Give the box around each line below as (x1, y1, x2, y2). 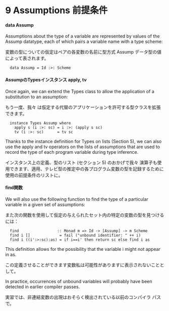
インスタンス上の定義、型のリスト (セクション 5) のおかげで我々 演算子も (5, 159, 157, 165)
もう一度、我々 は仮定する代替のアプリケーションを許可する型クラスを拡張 (5, 104, 161, 110)
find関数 (5, 185, 23, 191)
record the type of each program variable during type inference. (5, 149, 139, 155)
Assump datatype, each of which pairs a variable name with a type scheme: (5, 38, 163, 45)
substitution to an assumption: (5, 94, 68, 100)
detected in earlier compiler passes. (5, 284, 80, 290)
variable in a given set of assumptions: (5, 201, 86, 207)
